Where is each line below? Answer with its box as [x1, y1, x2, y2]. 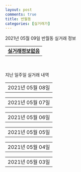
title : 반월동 [5, 16, 31, 21]
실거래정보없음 [7, 48, 40, 55]
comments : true [5, 12, 37, 17]
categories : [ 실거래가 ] [5, 21, 51, 26]
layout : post [5, 7, 32, 12]
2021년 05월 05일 [7, 129, 50, 136]
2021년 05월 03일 [7, 159, 50, 166]
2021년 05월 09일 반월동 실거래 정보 [5, 35, 76, 41]
